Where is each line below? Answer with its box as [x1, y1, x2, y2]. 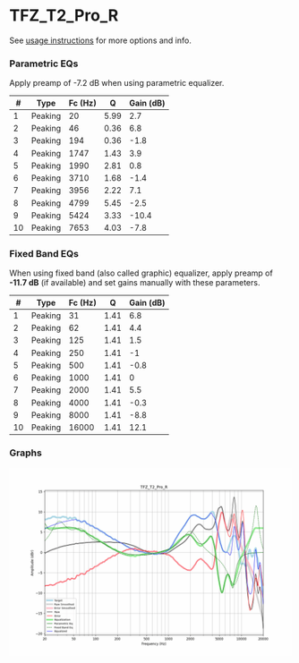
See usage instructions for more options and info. [9, 35, 192, 46]
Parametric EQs [9, 57, 79, 70]
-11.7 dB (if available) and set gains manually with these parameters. [9, 277, 261, 288]
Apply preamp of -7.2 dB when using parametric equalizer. [9, 78, 225, 89]
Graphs [9, 446, 42, 459]
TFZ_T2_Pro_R [9, 5, 119, 26]
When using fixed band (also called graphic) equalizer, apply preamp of [9, 268, 273, 278]
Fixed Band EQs [9, 247, 79, 259]
